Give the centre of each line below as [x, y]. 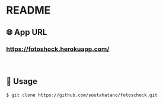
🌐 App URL [27, 32]
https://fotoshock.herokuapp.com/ [58, 49]
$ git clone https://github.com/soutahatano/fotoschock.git [82, 95]
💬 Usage [22, 81]
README [28, 10]
